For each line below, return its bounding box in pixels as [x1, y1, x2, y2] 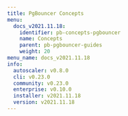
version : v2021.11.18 [13, 99, 75, 106]
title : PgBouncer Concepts [7, 10, 84, 17]
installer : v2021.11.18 [13, 93, 81, 100]
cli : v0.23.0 [13, 73, 51, 81]
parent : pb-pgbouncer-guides [19, 42, 103, 48]
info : [7, 61, 23, 68]
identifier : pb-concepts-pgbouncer [19, 29, 121, 36]
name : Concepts [19, 35, 63, 42]
